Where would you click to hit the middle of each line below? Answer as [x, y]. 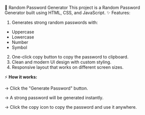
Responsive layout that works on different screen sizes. [68, 67]
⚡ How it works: [21, 77]
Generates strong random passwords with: [55, 22]
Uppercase [23, 32]
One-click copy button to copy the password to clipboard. [70, 57]
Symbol [19, 47]
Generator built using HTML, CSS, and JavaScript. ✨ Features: [68, 13]
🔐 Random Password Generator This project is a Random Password [72, 8]
